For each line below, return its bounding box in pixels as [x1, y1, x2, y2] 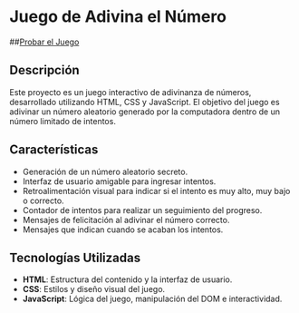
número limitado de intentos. [9, 115, 116, 126]
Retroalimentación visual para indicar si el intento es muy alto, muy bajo [22, 185, 291, 196]
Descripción [9, 63, 80, 78]
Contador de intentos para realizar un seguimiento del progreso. [22, 204, 263, 215]
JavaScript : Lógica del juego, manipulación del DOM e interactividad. [22, 293, 283, 305]
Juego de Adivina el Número [9, 6, 227, 27]
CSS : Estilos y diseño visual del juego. [22, 284, 166, 295]
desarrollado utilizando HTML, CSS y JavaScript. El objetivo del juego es [9, 96, 280, 107]
